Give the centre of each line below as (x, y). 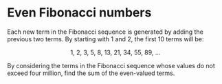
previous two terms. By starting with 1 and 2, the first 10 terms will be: (106, 39)
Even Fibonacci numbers (79, 13)
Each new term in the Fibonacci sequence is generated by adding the (106, 32)
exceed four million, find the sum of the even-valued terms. (91, 73)
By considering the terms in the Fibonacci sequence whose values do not (111, 65)
